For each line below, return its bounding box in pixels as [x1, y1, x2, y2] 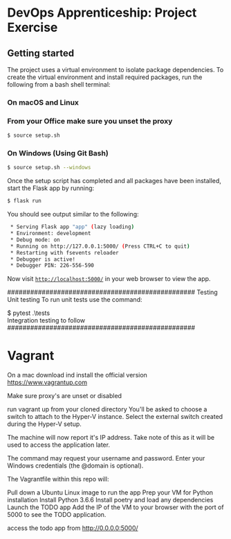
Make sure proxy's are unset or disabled [7, 392, 122, 400]
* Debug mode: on [10, 236, 60, 243]
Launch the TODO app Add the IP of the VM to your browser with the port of [7, 503, 224, 511]
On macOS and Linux [7, 97, 80, 107]
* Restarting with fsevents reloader [10, 249, 119, 256]
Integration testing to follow [7, 316, 86, 325]
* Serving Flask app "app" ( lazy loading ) [10, 223, 135, 230]
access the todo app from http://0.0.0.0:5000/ [7, 524, 138, 532]
